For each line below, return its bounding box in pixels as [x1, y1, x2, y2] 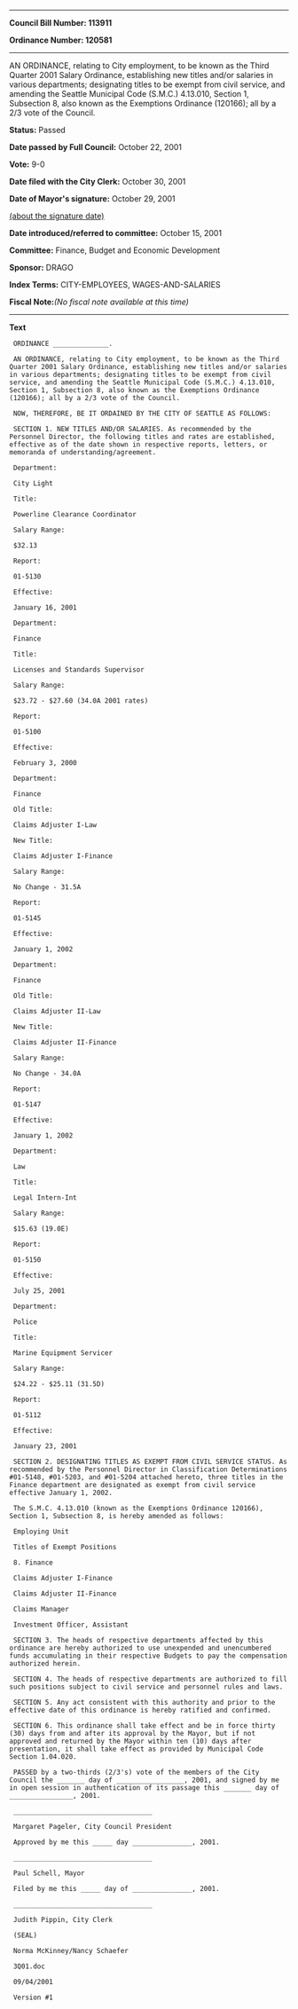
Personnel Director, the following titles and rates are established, [9, 432, 276, 441]
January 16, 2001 [12, 603, 77, 612]
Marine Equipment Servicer [12, 1349, 114, 1358]
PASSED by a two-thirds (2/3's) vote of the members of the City [12, 1768, 260, 1777]
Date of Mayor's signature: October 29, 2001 [9, 193, 176, 204]
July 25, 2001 [12, 1287, 66, 1296]
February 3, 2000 [12, 759, 77, 768]
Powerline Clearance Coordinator [12, 510, 137, 519]
